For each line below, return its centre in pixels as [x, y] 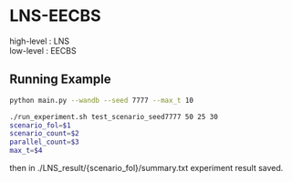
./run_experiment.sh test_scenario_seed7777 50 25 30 [114, 116]
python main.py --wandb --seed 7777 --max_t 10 [102, 100]
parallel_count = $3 [44, 142]
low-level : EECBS [43, 50]
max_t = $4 [26, 151]
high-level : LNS [40, 41]
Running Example [60, 80]
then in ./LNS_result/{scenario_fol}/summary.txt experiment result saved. [146, 168]
